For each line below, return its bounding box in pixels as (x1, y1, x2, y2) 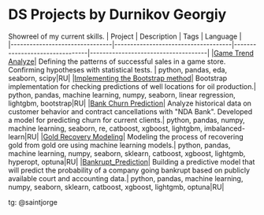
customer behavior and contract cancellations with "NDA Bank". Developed (8, 106, 253, 116)
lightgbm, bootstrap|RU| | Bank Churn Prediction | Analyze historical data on (8, 98, 252, 108)
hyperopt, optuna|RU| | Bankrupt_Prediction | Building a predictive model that (8, 157, 255, 166)
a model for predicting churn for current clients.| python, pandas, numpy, (8, 115, 246, 124)
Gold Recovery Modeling (43, 132, 124, 141)
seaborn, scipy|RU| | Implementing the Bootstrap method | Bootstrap (8, 73, 228, 83)
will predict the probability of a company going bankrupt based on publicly (8, 165, 251, 175)
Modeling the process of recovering (127, 132, 244, 141)
